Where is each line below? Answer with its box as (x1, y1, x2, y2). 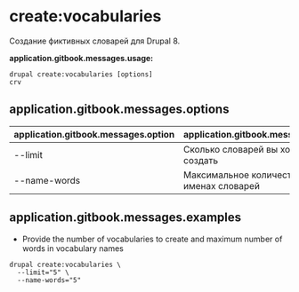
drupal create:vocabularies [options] (9, 69, 153, 79)
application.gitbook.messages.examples (9, 210, 242, 225)
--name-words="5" (17, 275, 82, 285)
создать (183, 154, 219, 166)
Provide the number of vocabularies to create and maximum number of (21, 233, 283, 244)
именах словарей (183, 179, 261, 192)
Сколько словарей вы (183, 143, 279, 155)
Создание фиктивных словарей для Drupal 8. (9, 36, 181, 46)
